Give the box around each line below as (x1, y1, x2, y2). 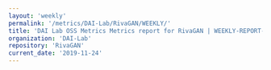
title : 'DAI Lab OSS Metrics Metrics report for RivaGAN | (8, 27, 211, 35)
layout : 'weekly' (8, 11, 67, 20)
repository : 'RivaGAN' (8, 42, 85, 50)
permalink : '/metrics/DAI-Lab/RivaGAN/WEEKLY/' (8, 19, 172, 27)
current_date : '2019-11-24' (8, 49, 103, 57)
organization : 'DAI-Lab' (8, 34, 92, 43)
